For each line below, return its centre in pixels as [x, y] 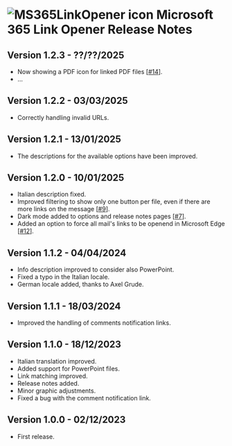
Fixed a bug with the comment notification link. [84, 398]
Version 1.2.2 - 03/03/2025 [68, 101]
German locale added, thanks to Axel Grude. [80, 285]
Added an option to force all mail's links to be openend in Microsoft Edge [121, 224]
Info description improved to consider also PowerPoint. [96, 269]
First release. [36, 436]
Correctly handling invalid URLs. [63, 117]
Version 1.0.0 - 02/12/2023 [66, 420]
